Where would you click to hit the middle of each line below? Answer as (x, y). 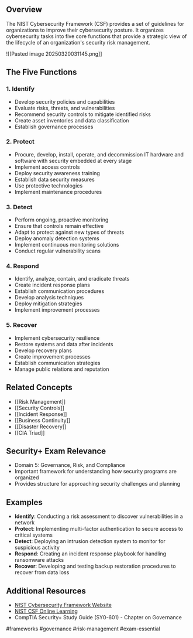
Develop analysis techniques (49, 298)
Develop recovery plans (43, 350)
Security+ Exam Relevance (56, 451)
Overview (24, 10)
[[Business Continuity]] (42, 420)
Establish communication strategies (57, 363)
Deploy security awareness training (57, 173)
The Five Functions (42, 72)
